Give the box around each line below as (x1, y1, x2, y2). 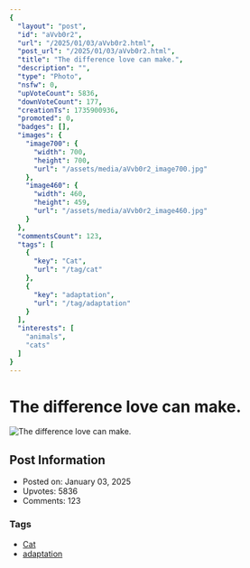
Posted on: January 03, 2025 (22, 476, 132, 488)
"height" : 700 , (32, 155, 91, 165)
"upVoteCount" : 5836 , (17, 88, 99, 98)
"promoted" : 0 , (17, 114, 75, 123)
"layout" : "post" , (17, 22, 88, 31)
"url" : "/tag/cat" (32, 265, 103, 275)
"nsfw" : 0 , (17, 80, 59, 89)
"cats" (25, 340, 51, 349)
